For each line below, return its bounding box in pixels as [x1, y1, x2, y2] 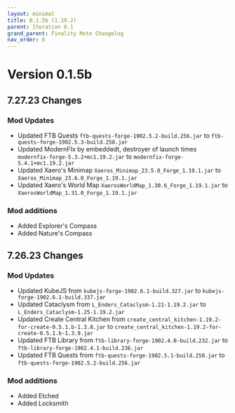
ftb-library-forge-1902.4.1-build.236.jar [17, 344, 144, 351]
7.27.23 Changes [7, 94, 82, 106]
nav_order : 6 [7, 36, 46, 43]
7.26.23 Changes [7, 250, 84, 262]
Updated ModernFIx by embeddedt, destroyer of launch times [17, 145, 197, 153]
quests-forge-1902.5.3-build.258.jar [17, 139, 128, 146]
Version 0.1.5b [7, 67, 93, 83]
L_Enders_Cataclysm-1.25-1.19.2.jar [17, 309, 125, 316]
